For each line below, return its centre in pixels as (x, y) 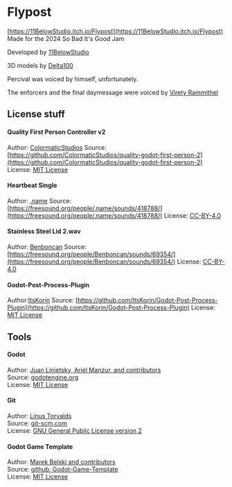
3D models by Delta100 (41, 65)
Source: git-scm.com (37, 423)
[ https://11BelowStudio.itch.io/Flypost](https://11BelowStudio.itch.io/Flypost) (115, 31)
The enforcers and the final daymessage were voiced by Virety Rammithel (113, 92)
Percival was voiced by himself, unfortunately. (73, 79)
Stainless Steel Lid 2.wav (44, 231)
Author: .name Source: (39, 200)
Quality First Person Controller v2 (56, 132)
